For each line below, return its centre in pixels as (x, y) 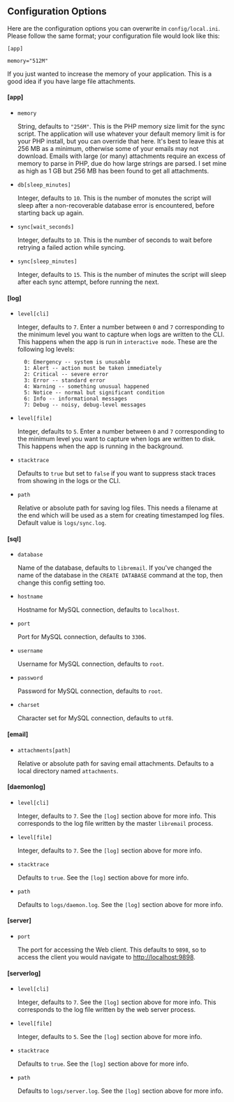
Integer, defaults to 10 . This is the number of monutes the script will (114, 198)
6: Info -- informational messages (76, 399)
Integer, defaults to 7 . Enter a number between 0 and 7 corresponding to (121, 327)
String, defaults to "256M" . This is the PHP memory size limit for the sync (121, 127)
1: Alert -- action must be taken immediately (93, 368)
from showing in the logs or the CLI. (69, 481)
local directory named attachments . (68, 771)
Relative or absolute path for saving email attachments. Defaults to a (116, 763)
